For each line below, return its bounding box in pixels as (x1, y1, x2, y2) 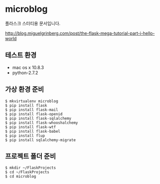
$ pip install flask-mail (5, 107, 58, 112)
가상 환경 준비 (5, 85, 44, 94)
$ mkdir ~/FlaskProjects (5, 165, 56, 171)
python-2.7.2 (12, 70, 38, 75)
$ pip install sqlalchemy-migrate (5, 137, 76, 143)
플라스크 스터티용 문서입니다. (5, 20, 61, 26)
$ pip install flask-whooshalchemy (5, 120, 78, 125)
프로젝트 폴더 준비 (5, 152, 56, 160)
